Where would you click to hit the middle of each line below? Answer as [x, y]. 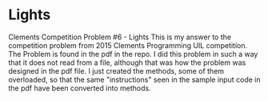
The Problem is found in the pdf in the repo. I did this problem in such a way [133, 54]
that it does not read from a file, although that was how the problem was [127, 63]
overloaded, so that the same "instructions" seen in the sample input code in [134, 79]
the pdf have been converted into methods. [80, 88]
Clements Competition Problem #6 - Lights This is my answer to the [120, 37]
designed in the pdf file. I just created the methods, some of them [116, 71]
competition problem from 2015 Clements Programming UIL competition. [128, 45]
